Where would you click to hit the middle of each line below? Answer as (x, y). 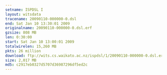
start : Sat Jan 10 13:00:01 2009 (40, 42)
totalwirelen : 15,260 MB (31, 46)
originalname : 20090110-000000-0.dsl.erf (49, 28)
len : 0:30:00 (19, 37)
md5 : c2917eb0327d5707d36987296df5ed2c (46, 65)
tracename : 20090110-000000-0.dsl (41, 19)
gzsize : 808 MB (21, 33)
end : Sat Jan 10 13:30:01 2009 (38, 23)
